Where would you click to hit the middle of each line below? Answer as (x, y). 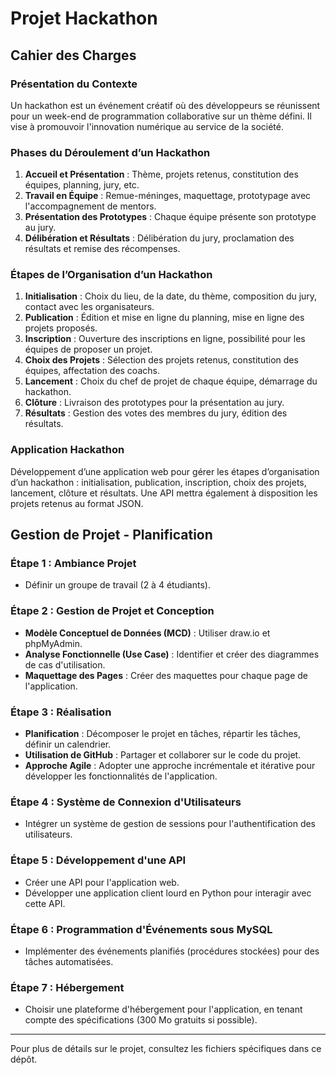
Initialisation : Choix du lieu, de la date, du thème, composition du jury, (171, 296)
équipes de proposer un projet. (88, 349)
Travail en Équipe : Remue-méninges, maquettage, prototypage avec (168, 196)
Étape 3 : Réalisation (61, 712)
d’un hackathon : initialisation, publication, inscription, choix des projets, (158, 482)
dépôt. (24, 1059)
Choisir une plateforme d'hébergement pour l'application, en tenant (163, 1009)
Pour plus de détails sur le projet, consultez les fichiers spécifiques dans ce (166, 1049)
